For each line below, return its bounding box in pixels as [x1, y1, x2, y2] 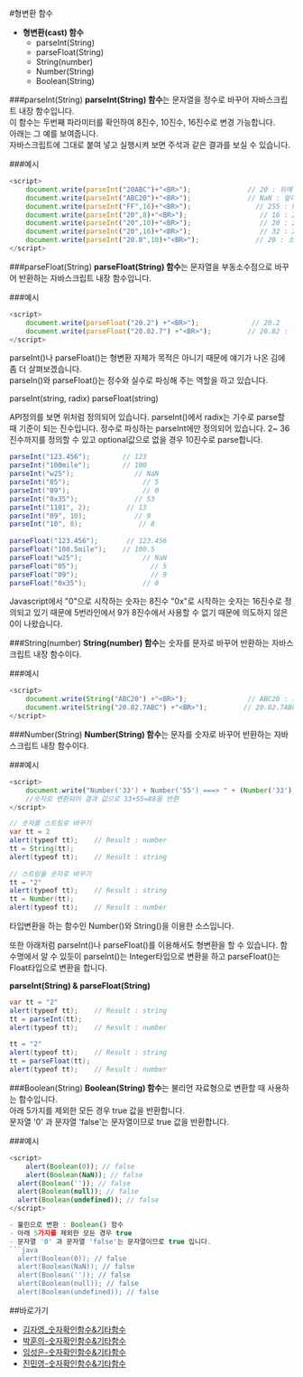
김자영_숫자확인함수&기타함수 [22, 1324, 126, 1335]
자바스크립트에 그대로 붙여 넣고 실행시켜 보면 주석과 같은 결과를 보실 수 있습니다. [9, 139, 291, 150]
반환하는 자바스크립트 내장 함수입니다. [18, 272, 151, 283]
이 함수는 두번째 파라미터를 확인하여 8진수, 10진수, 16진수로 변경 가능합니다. [9, 117, 276, 127]
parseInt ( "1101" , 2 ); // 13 [9, 502, 147, 512]
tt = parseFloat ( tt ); [9, 1056, 91, 1066]
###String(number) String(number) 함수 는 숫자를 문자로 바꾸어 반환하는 [9, 638, 271, 649]
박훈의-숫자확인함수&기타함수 [22, 1335, 126, 1346]
